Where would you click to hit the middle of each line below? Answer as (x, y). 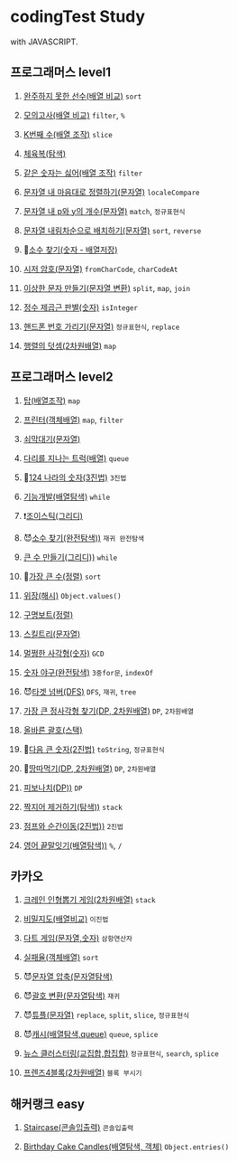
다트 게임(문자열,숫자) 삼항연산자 (78, 939)
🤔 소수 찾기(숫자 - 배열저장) (70, 250)
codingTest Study (78, 17)
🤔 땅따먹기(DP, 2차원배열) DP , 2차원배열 (90, 768)
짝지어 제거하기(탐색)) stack (73, 807)
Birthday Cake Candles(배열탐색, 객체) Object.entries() (126, 1147)
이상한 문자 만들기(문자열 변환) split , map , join (107, 288)
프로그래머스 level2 (62, 377)
